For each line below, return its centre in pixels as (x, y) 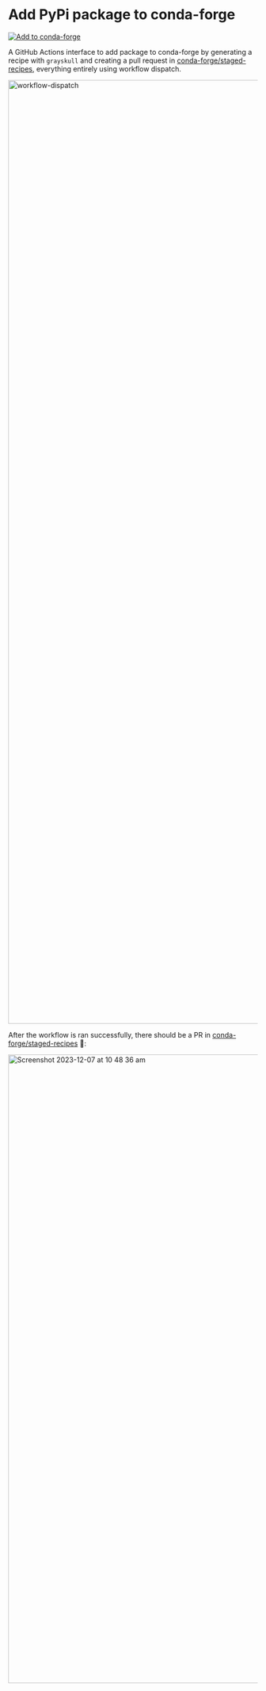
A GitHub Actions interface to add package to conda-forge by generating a (130, 52)
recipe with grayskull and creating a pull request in (92, 60)
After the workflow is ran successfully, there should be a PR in (110, 1034)
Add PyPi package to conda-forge (122, 15)
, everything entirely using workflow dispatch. (107, 68)
